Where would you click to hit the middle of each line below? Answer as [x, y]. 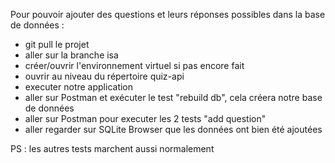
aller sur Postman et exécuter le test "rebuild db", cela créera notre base [173, 97]
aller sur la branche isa [71, 55]
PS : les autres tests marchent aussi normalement [112, 148]
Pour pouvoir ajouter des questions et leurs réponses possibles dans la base [168, 14]
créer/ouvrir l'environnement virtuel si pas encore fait [134, 65]
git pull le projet [57, 44]
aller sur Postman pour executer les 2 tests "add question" [145, 118]
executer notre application [79, 87]
